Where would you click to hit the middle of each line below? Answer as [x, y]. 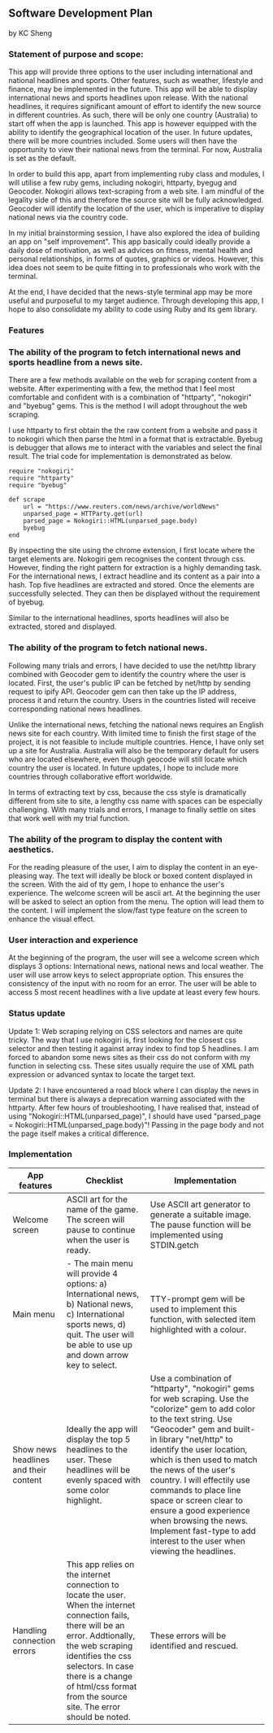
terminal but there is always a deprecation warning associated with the [127, 1098]
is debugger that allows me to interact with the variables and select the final [135, 447]
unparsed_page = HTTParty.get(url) [83, 514]
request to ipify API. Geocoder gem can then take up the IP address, [123, 692]
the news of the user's [193, 1469]
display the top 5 [98, 1439]
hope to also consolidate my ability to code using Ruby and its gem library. [133, 309]
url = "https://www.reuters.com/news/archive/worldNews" [121, 507]
